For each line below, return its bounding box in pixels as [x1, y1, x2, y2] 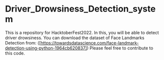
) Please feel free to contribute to [87, 45, 154, 51]
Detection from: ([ [5, 40, 41, 45]
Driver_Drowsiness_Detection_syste [5, 3, 156, 15]
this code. [5, 50, 25, 56]
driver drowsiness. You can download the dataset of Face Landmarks [5, 35, 145, 41]
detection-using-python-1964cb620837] [5, 45, 87, 51]
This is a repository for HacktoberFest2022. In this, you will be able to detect [5, 30, 159, 35]
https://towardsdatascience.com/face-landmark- [41, 40, 139, 45]
